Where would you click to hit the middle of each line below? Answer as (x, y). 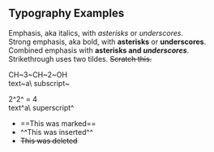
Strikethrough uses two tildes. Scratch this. (80, 59)
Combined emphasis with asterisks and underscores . (99, 50)
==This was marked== (58, 123)
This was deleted (49, 141)
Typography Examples (66, 13)
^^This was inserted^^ (56, 132)
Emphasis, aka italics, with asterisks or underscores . (96, 33)
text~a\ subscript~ (39, 83)
